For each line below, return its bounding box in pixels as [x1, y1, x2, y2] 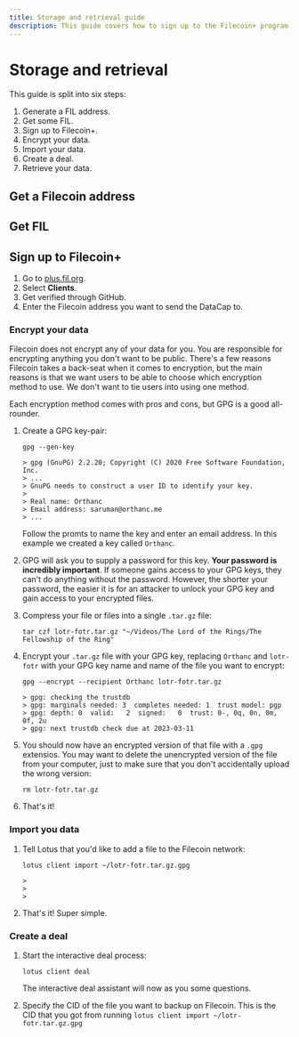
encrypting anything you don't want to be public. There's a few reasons [9, 353, 271, 364]
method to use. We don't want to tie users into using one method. [9, 382, 249, 393]
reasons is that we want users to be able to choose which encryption [9, 372, 263, 383]
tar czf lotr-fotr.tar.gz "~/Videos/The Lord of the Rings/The [21, 628, 263, 636]
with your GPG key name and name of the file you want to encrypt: [40, 660, 285, 671]
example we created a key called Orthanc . [21, 538, 175, 548]
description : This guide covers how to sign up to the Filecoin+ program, [9, 21, 293, 30]
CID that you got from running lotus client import [21, 1009, 210, 1020]
